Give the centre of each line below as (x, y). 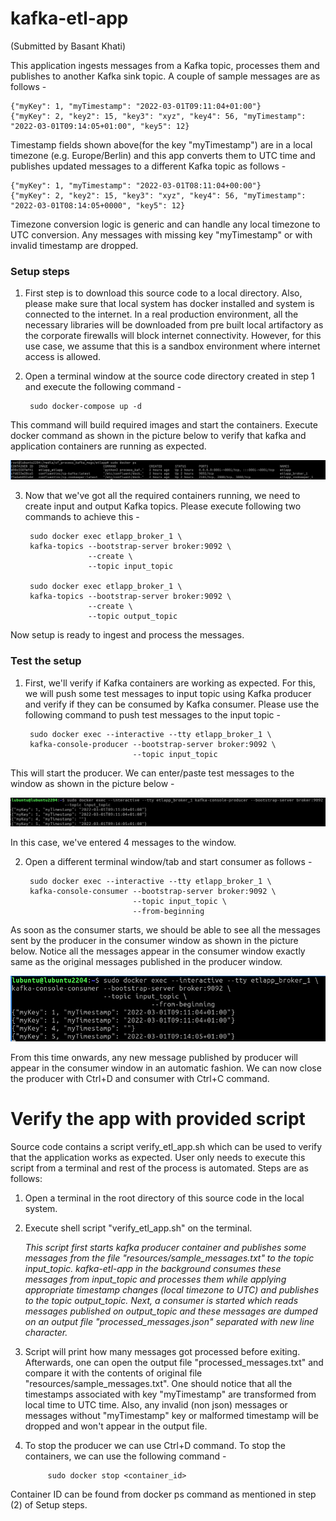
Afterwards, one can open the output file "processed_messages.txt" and (174, 1362)
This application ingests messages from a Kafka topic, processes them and (165, 65)
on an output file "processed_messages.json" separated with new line (169, 1321)
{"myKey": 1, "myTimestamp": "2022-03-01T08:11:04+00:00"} (136, 185)
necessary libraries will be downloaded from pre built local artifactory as (174, 325)
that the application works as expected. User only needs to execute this (158, 1157)
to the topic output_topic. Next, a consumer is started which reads (161, 1300)
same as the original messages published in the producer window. (146, 962)
